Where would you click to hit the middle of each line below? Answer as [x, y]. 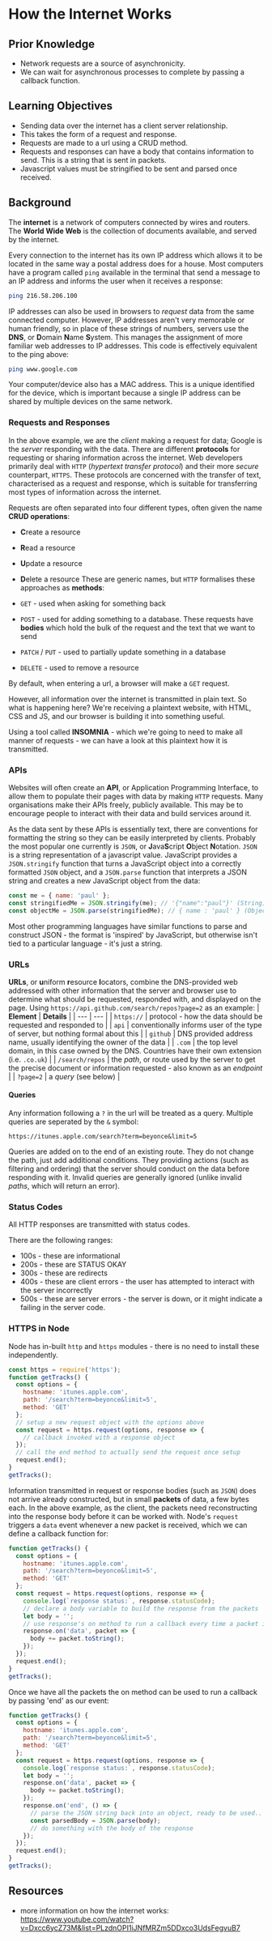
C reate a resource [50, 532]
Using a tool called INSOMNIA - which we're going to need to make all [125, 732]
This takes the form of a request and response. [98, 134]
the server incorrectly [56, 1290]
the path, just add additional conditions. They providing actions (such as [129, 1160]
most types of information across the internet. [85, 492]
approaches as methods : [62, 587]
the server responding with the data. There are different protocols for [124, 449]
